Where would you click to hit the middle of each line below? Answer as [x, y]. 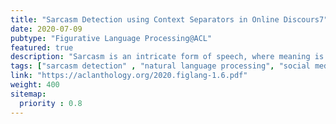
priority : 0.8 [51, 103]
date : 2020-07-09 [46, 29]
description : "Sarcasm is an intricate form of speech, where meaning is [167, 57]
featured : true [42, 47]
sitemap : [28, 94]
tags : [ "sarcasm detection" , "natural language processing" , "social [160, 66]
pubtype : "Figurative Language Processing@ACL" [111, 38]
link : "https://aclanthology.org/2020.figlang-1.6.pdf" [129, 76]
